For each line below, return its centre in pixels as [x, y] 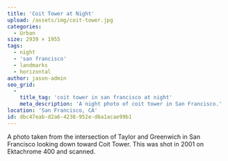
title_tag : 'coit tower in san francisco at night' [96, 98]
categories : [24, 26]
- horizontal [32, 71]
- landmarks [31, 65]
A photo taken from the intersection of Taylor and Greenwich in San [104, 137]
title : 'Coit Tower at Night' [51, 14]
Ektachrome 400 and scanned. [51, 151]
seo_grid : [22, 85]
